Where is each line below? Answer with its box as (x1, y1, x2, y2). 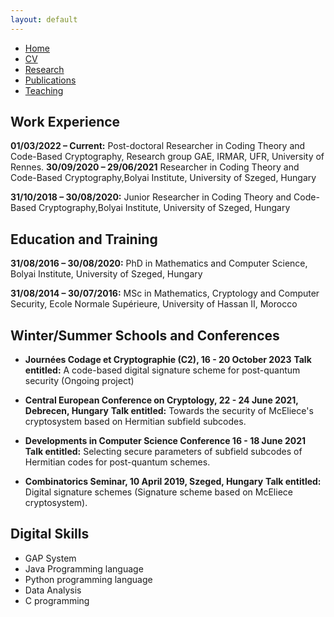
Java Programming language (24, 562, 144, 575)
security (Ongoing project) (24, 375, 135, 387)
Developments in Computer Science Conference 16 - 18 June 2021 (24, 435, 307, 447)
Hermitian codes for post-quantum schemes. (24, 456, 211, 468)
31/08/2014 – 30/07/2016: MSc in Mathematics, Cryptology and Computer (10, 287, 320, 300)
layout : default (10, 14, 78, 25)
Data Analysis (24, 584, 82, 596)
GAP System (24, 552, 77, 564)
